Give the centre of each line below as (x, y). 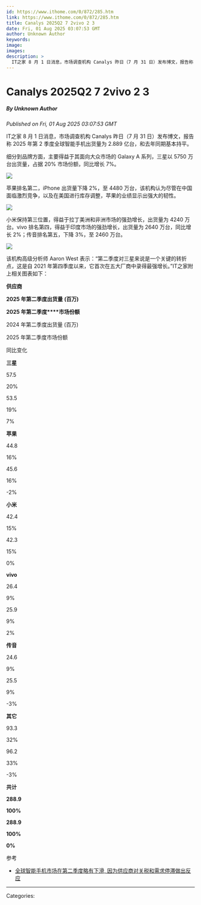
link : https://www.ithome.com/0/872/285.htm (63, 17)
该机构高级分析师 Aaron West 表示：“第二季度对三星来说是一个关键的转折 (97, 258)
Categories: (21, 895)
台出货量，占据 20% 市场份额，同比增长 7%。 (63, 164)
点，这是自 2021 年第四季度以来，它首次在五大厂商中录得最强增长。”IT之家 (97, 266)
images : (16, 51)
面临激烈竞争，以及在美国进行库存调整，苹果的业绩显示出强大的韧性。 (93, 195)
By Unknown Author (32, 109)
